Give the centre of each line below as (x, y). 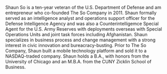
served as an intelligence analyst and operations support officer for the (80, 18)
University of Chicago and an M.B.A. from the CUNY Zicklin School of (78, 61)
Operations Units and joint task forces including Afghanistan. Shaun (76, 34)
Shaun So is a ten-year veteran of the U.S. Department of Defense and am (83, 7)
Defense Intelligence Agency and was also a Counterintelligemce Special (82, 23)
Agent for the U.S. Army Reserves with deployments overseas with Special (84, 29)
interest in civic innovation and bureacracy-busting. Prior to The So (76, 45)
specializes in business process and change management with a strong (80, 40)
